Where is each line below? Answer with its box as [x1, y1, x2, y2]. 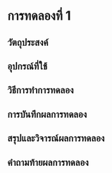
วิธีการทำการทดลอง [7, 84, 74, 96]
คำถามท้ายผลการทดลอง [7, 156, 89, 168]
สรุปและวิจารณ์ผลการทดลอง [7, 132, 105, 145]
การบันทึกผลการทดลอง [7, 108, 87, 120]
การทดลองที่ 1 [7, 8, 72, 24]
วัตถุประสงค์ [7, 36, 49, 48]
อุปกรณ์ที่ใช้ [7, 60, 48, 72]
